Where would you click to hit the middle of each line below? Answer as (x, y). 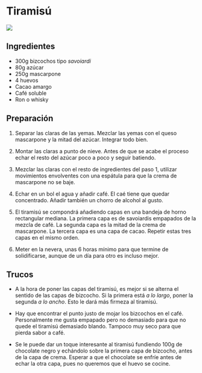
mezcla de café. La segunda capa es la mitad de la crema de (90, 225)
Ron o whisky (32, 99)
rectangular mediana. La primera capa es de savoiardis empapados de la (106, 218)
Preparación (30, 119)
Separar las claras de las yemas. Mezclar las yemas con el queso (96, 133)
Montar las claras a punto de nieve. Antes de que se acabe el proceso (102, 151)
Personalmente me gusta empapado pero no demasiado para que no (100, 320)
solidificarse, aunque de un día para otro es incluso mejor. (87, 255)
